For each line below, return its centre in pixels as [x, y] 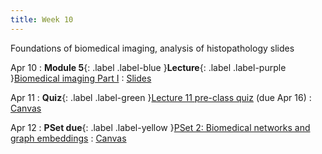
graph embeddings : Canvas [68, 138]
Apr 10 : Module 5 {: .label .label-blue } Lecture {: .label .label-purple [148, 67]
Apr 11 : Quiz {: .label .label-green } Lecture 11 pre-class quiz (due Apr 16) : [161, 97]
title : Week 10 [42, 19]
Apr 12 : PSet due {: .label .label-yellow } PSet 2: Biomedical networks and [160, 127]
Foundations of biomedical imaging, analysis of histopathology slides [152, 48]
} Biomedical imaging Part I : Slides [81, 78]
